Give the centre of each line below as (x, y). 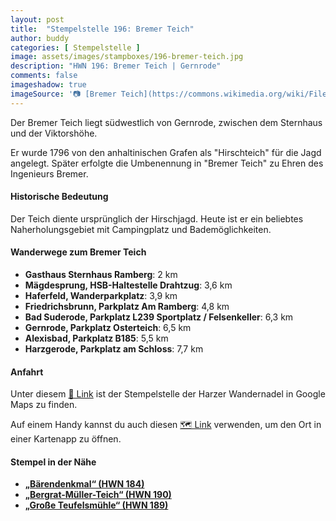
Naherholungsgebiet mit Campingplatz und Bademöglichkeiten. (141, 229)
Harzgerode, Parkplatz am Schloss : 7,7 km (114, 349)
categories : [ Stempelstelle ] (75, 47)
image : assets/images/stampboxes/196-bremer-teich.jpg (127, 57)
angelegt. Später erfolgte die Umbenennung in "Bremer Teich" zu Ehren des (167, 163)
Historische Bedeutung (59, 197)
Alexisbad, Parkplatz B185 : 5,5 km (96, 338)
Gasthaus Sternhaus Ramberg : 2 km (101, 275)
